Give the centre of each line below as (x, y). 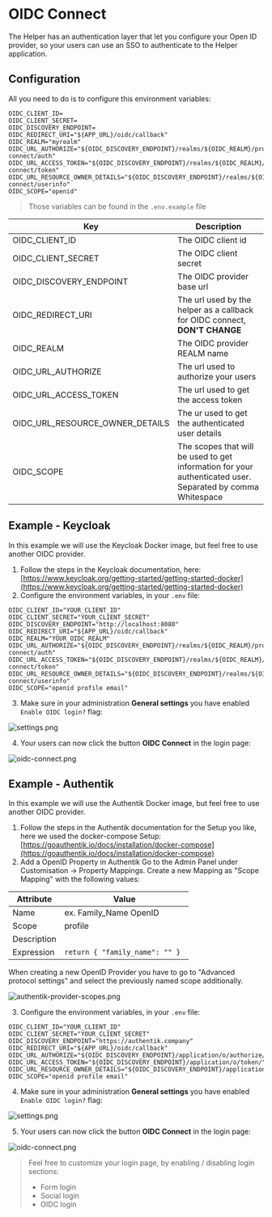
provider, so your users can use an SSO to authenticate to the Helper (123, 45)
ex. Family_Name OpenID (112, 913)
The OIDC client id (212, 240)
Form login (58, 1187)
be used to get (205, 456)
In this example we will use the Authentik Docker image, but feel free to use (134, 804)
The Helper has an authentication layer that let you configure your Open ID (133, 36)
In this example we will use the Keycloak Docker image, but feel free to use (133, 545)
